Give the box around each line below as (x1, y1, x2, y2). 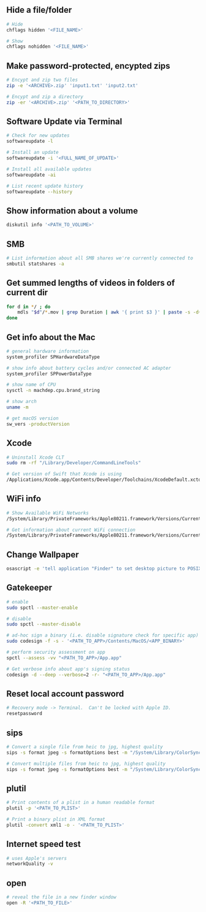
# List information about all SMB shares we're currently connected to (6, 255, 193, 261)
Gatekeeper (6, 583, 52, 593)
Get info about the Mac (6, 332, 96, 342)
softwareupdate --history (6, 188, 72, 195)
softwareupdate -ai (6, 172, 56, 178)
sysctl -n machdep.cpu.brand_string (6, 388, 100, 394)
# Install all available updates (6, 166, 92, 172)
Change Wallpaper (6, 549, 79, 560)
